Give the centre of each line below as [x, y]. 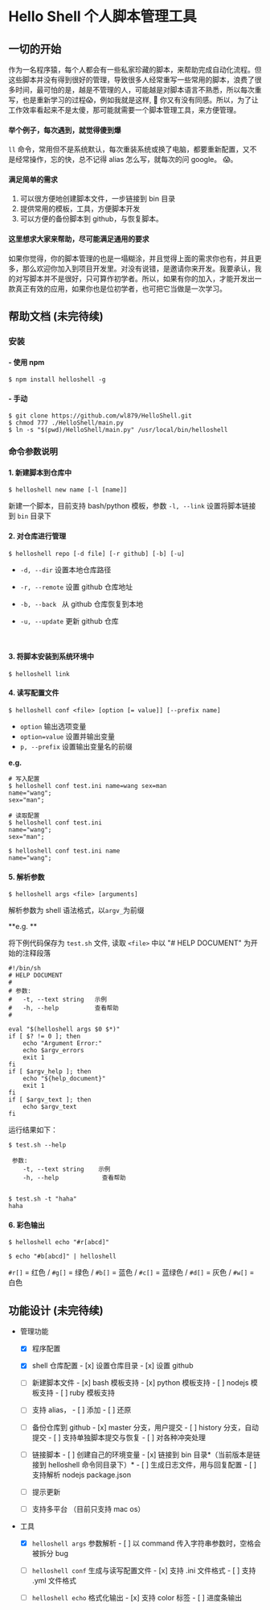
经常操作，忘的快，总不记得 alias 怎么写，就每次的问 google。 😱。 [126, 160]
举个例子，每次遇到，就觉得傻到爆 [65, 130]
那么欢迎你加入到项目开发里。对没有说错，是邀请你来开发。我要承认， [138, 268]
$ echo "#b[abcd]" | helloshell [62, 1257]
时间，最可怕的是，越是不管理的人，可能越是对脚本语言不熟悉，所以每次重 [138, 90]
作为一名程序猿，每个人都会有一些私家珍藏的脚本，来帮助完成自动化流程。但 [135, 70]
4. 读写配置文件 [34, 693]
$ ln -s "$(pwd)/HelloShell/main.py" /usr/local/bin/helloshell [118, 430]
